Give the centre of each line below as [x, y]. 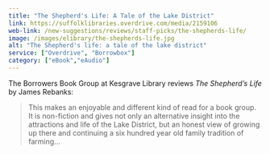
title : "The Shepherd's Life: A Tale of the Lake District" [112, 16]
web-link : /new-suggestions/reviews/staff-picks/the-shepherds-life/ [128, 30]
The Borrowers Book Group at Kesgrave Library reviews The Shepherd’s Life [135, 83]
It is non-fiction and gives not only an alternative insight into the [134, 115]
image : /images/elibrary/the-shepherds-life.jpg [91, 38]
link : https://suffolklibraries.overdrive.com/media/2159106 [113, 23]
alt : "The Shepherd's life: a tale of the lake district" [108, 46]
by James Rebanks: [41, 91]
